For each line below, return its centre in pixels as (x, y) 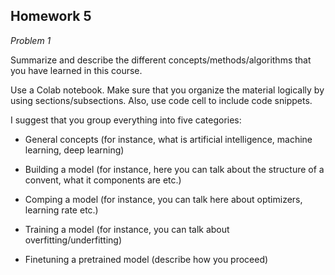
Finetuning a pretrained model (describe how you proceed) (146, 259)
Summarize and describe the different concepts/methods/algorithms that (161, 60)
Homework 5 (51, 16)
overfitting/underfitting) (73, 240)
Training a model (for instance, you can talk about (127, 229)
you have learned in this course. (76, 70)
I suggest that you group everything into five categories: (126, 120)
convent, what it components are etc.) (103, 180)
